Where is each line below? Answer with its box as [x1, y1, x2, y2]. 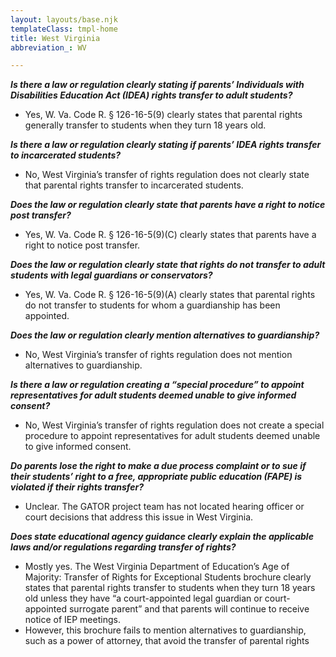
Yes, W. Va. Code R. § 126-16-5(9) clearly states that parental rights [24, 109, 303, 121]
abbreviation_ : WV [10, 42, 87, 53]
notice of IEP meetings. [24, 614, 121, 626]
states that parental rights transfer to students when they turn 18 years [24, 582, 316, 594]
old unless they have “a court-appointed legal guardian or [24, 592, 263, 605]
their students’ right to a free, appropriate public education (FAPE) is [10, 471, 303, 483]
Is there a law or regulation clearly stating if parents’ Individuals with [10, 79, 305, 91]
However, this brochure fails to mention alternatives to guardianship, [24, 624, 307, 636]
